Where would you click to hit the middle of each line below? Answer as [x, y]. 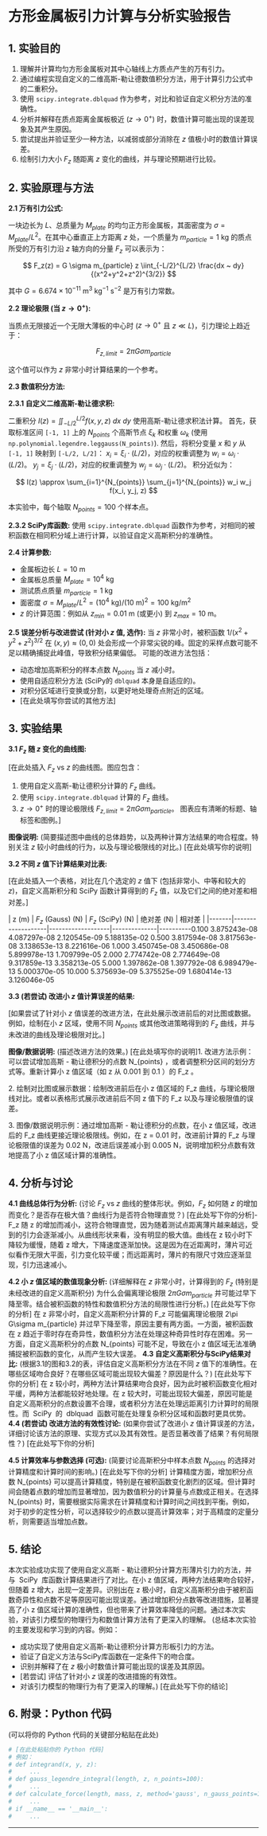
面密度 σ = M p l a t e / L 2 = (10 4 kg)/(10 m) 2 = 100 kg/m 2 [105, 603]
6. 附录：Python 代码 [60, 1714]
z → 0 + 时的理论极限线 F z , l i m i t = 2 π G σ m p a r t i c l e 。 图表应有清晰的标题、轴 [138, 808]
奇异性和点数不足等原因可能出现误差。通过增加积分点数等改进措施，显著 [133, 1599]
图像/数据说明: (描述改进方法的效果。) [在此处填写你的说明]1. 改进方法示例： [131, 1051]
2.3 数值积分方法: [37, 386]
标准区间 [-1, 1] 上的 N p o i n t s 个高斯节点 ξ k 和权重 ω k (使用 [111, 433]
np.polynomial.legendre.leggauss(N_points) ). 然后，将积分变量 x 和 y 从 [127, 444]
